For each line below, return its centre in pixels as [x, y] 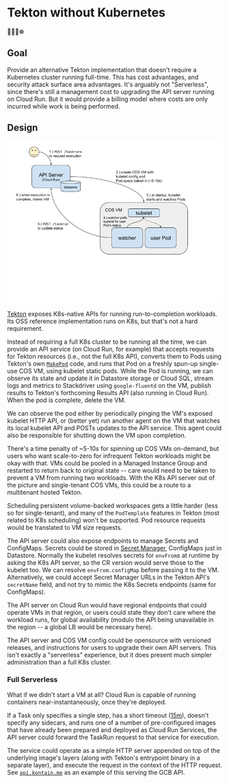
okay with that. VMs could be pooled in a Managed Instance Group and [107, 463]
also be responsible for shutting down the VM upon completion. [97, 435]
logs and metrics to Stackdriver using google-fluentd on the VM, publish [109, 385]
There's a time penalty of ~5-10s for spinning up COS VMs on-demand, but [113, 448]
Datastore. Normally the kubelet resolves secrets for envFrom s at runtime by [113, 555]
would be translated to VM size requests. [65, 527]
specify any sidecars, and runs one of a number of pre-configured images [112, 723]
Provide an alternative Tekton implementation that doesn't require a [102, 69]
